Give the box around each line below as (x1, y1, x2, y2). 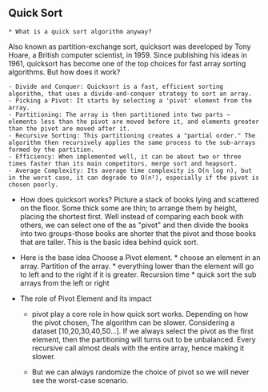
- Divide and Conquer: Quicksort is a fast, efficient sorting (8, 82, 224, 90)
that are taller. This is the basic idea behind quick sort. (19, 237, 198, 246)
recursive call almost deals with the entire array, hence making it (31, 343, 245, 353)
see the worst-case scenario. (31, 375, 129, 385)
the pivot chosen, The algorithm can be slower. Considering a (31, 318, 235, 327)
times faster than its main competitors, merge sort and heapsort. (8, 159, 238, 167)
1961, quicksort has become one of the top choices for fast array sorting (8, 58, 246, 68)
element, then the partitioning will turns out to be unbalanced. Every (31, 334, 256, 344)
